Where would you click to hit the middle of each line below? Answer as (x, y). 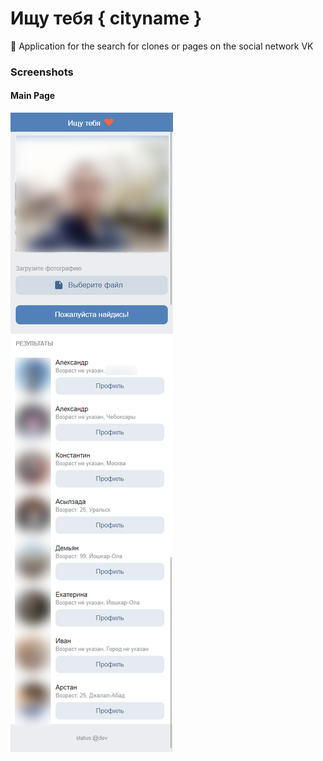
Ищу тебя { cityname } (106, 18)
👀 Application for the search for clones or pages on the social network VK (162, 46)
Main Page (33, 96)
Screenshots (42, 72)
